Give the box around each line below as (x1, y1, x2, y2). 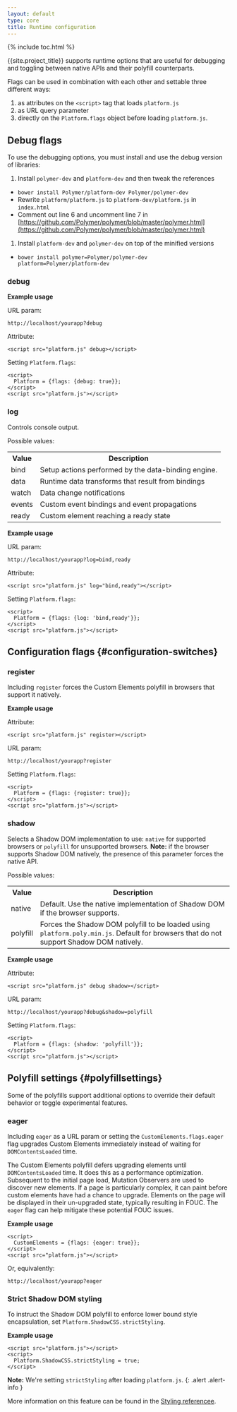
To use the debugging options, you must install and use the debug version (7, 153, 223, 162)
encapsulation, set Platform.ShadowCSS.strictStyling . (7, 1317, 166, 1326)
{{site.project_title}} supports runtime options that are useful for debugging (7, 56, 226, 65)
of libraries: (7, 160, 41, 169)
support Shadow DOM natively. (39, 937, 143, 947)
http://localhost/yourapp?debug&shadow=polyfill (7, 1008, 153, 1015)
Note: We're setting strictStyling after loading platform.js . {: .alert (7, 1376, 207, 1384)
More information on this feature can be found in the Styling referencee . (7, 1397, 217, 1406)
